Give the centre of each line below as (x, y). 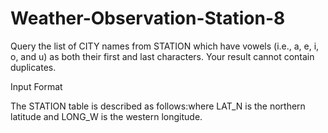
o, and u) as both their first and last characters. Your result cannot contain (162, 56)
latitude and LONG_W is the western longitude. (106, 116)
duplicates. (33, 67)
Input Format (36, 86)
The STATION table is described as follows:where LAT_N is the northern (158, 106)
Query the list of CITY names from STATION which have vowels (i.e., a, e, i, (165, 46)
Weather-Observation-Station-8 (148, 18)
